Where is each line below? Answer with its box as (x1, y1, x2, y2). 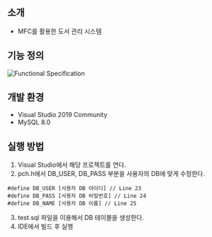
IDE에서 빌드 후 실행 (17, 222, 74, 231)
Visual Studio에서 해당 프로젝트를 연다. (17, 160, 126, 169)
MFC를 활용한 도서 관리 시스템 (17, 27, 102, 35)
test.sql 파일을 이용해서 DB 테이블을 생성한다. (17, 214, 144, 222)
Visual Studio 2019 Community (17, 111, 108, 119)
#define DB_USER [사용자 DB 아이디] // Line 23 (7, 185, 142, 192)
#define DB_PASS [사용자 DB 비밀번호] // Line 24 (7, 192, 147, 200)
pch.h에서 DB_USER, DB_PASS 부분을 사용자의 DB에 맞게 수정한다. (17, 170, 206, 178)
